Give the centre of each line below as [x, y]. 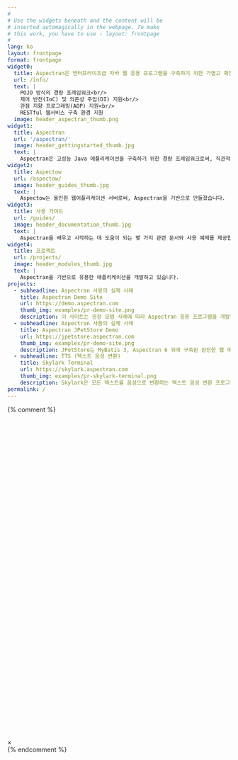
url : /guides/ [34, 218]
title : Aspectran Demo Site [61, 297]
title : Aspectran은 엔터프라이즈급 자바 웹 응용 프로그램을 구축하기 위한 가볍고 [117, 73]
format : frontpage [34, 60]
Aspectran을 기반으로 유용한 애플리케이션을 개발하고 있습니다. [100, 277]
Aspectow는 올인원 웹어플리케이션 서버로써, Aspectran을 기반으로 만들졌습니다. [123, 198]
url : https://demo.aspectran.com [69, 304]
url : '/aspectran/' [42, 139]
